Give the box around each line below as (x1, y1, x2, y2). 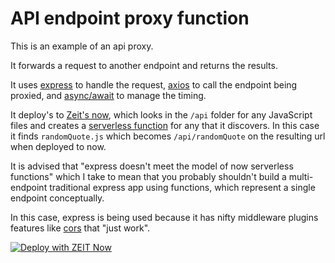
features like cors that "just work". (10, 222, 151, 234)
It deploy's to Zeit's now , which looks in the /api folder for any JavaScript (10, 108, 313, 121)
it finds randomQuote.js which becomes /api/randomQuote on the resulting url (10, 130, 326, 142)
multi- (288, 170, 314, 182)
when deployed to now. (10, 140, 107, 152)
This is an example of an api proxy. (10, 40, 154, 52)
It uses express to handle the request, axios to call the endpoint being (10, 78, 298, 91)
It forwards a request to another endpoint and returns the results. (10, 59, 278, 71)
